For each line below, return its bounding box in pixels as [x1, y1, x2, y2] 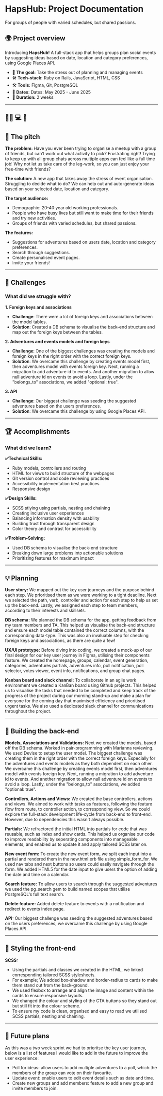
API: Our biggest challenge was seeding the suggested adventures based [5, 915, 153, 921]
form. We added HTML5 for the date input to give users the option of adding [5, 866, 158, 872]
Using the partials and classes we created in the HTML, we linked [12, 967, 143, 972]
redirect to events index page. [5, 906, 65, 912]
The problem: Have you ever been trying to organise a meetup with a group [5, 145, 157, 151]
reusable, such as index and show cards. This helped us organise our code [5, 831, 155, 837]
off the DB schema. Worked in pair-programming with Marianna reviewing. [5, 745, 154, 750]
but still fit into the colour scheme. [12, 1003, 81, 1008]
